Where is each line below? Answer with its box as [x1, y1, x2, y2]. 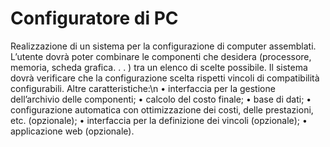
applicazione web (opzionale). [10, 125, 135, 137]
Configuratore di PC [10, 7, 179, 30]
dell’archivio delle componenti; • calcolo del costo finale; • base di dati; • [10, 93, 312, 105]
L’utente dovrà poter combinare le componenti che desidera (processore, [10, 50, 312, 62]
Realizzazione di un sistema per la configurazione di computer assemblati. [10, 40, 317, 52]
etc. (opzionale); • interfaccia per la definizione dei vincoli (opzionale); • [10, 114, 308, 126]
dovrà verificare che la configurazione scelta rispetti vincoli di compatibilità [10, 72, 320, 84]
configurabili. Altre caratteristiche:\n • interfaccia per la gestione [10, 82, 276, 94]
